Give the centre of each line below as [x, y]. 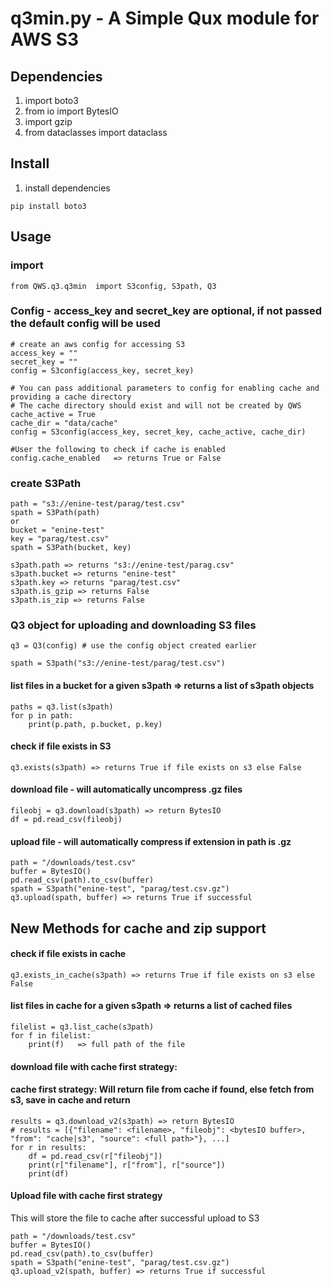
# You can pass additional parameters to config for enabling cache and [165, 388]
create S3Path [46, 483]
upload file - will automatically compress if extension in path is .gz [151, 841]
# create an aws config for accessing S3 [98, 344]
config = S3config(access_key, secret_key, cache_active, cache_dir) [158, 432]
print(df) [49, 1173]
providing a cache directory [71, 397]
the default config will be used [85, 324]
